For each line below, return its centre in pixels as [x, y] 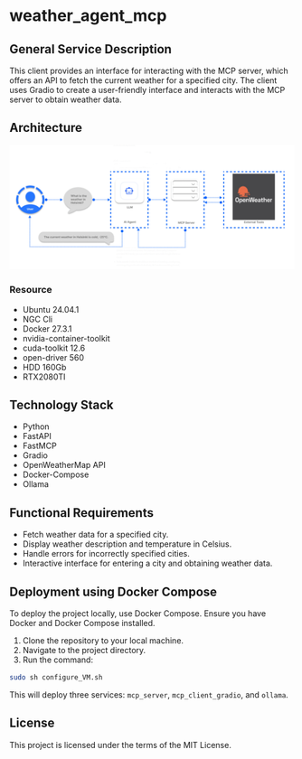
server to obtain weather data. [66, 99]
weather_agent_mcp [88, 16]
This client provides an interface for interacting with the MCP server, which [149, 70]
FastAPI [37, 436]
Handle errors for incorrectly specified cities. [106, 554]
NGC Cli [37, 319]
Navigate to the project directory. [84, 651]
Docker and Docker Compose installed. [82, 623]
